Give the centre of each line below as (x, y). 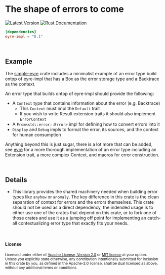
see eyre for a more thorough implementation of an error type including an (81, 149)
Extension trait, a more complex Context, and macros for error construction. (82, 155)
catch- (154, 218)
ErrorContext (33, 119)
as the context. (20, 84)
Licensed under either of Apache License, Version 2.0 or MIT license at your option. (76, 255)
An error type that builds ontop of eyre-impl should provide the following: (80, 93)
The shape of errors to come (65, 9)
